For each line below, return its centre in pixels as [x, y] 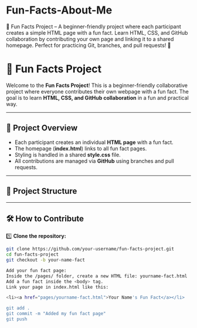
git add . [18, 308]
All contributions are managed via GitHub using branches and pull [94, 161]
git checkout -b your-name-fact [45, 260]
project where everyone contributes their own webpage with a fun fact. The [98, 91]
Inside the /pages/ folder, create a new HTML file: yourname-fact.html [97, 276]
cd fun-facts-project [33, 255]
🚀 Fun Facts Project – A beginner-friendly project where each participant [94, 26]
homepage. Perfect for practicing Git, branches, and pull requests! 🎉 [89, 45]
